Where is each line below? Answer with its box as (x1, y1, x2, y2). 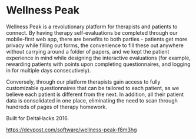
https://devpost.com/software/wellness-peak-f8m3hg (6, 126, 137, 133)
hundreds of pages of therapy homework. (6, 103, 108, 110)
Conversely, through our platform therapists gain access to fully (6, 78, 161, 85)
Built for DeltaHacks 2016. (6, 114, 69, 121)
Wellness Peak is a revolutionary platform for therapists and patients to (6, 23, 178, 30)
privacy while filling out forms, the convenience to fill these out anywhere (6, 42, 184, 49)
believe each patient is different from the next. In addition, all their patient (6, 91, 184, 98)
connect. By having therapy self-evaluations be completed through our (6, 29, 178, 36)
